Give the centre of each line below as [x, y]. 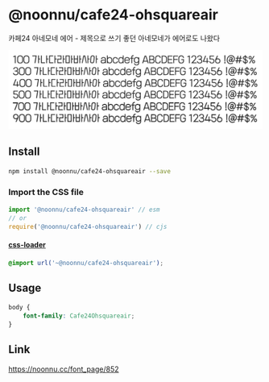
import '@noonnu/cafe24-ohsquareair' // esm [84, 210]
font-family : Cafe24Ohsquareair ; [79, 316]
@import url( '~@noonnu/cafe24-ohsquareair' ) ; [86, 263]
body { [19, 308]
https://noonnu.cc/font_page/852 [64, 369]
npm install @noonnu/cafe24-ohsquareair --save [90, 171]
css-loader [27, 245]
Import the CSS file [46, 192]
